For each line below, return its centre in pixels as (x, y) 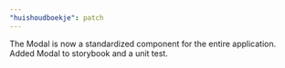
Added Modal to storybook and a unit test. (89, 53)
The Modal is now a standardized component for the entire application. (143, 44)
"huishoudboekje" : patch (57, 18)
